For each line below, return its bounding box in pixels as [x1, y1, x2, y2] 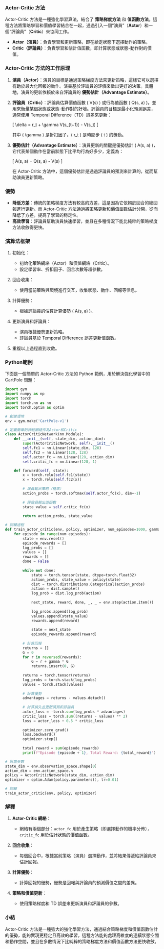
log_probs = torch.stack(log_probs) [22, 677, 97, 682]
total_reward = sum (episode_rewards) [22, 746, 99, 751]
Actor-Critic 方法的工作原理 [5, 65, 70, 72]
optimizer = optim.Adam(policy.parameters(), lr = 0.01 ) [5, 777, 119, 782]
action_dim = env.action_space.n [5, 768, 73, 773]
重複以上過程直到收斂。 [12, 346, 60, 351]
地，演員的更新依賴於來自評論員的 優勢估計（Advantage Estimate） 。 [12, 89, 152, 95]
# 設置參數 [5, 759, 24, 764]
